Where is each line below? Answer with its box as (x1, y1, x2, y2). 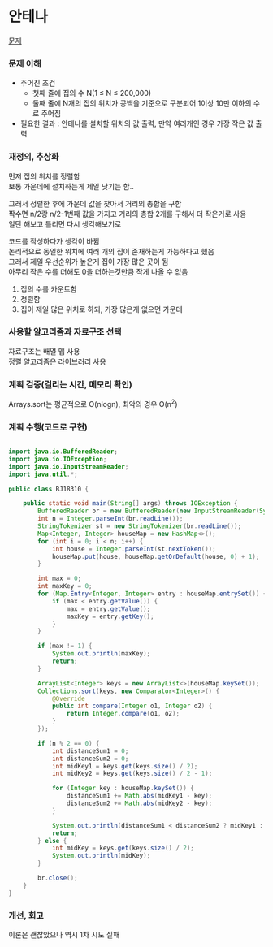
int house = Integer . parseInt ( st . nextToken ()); (51, 545, 217, 553)
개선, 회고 (8, 910, 45, 921)
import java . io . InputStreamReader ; (8, 462, 129, 471)
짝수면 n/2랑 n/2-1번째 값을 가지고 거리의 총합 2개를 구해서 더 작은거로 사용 (8, 209, 247, 218)
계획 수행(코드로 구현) (8, 422, 88, 433)
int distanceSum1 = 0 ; (51, 746, 129, 755)
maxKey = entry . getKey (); (66, 612, 154, 621)
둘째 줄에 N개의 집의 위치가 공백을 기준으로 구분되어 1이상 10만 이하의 (32, 98, 252, 108)
